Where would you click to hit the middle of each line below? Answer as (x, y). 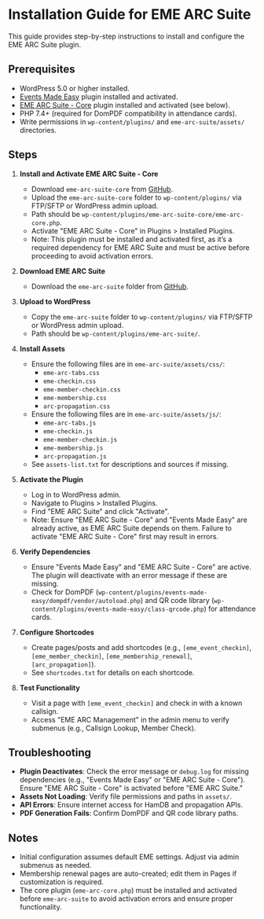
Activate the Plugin (51, 479)
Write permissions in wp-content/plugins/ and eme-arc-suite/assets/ (132, 121)
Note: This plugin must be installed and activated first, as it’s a (132, 239)
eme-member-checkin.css (82, 390)
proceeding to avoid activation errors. (92, 255)
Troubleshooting (50, 752)
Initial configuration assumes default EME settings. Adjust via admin (129, 857)
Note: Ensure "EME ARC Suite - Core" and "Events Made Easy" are (139, 520)
